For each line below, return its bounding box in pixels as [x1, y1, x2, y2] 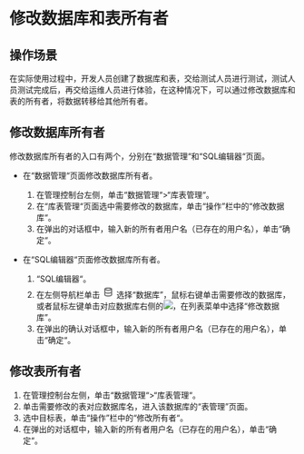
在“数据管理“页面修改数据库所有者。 [22, 170, 158, 181]
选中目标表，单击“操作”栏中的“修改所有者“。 [22, 412, 189, 423]
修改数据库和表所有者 [9, 8, 170, 29]
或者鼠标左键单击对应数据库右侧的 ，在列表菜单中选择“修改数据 [35, 301, 279, 311]
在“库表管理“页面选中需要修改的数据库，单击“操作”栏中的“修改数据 [35, 201, 285, 212]
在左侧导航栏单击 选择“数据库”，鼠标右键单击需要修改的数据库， [35, 289, 290, 300]
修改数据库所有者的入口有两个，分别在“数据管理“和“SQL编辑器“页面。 [9, 151, 270, 162]
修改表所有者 [9, 364, 82, 380]
